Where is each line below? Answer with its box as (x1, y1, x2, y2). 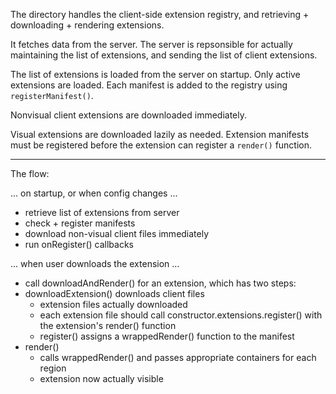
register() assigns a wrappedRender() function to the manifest (39, 330, 295, 342)
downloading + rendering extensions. (10, 19, 165, 31)
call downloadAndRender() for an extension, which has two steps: (24, 277, 297, 289)
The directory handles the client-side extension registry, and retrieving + (10, 9, 310, 20)
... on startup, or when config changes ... (10, 187, 178, 199)
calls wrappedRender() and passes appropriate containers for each (39, 352, 317, 363)
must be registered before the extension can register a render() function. (10, 139, 313, 151)
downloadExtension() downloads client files (24, 288, 205, 299)
